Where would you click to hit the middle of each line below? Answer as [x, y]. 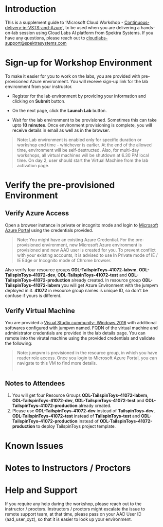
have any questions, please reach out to [45, 38]
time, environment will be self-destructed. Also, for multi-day [78, 150]
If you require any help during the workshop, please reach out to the [73, 504]
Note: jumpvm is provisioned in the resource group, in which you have [87, 352]
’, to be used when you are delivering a [101, 27]
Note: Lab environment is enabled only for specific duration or [79, 140]
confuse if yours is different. [33, 296]
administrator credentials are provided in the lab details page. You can [75, 333]
